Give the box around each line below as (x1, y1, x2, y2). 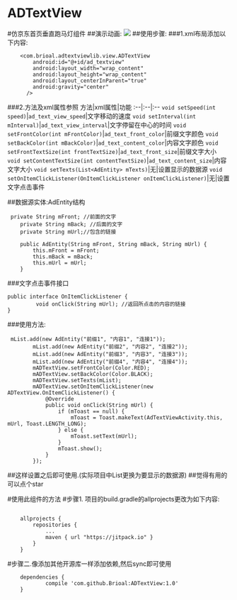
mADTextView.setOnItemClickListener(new (33, 383, 154, 390)
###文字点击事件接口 (7, 279, 69, 287)
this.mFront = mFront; (33, 247, 100, 254)
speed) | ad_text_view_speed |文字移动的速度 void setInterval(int (7, 111, 197, 120)
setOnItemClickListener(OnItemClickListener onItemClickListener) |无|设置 (7, 174, 230, 182)
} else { (57, 426, 83, 433)
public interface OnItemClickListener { (7, 293, 129, 300)
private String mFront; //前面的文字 (10, 213, 117, 221)
